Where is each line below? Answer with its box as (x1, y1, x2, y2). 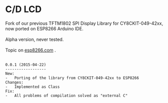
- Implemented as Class (5, 84, 60, 89)
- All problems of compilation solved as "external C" (5, 93, 128, 98)
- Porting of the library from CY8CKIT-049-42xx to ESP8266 (5, 75, 139, 80)
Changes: (5, 80, 24, 85)
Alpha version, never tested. (5, 36, 64, 42)
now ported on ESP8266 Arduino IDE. (5, 25, 83, 31)
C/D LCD (5, 4, 42, 15)
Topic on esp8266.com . (5, 47, 56, 53)
